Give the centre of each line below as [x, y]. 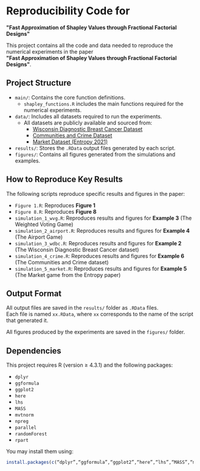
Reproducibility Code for [68, 11]
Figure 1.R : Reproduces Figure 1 [55, 205]
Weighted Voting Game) [44, 224]
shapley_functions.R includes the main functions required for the [103, 104]
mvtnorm [24, 415]
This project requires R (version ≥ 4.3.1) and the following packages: [90, 365]
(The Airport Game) [39, 237]
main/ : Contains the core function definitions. [70, 97]
